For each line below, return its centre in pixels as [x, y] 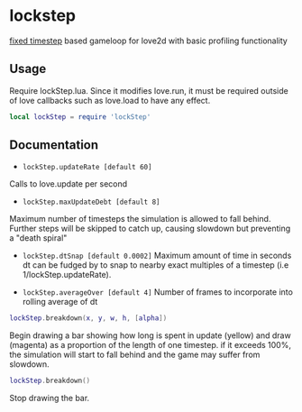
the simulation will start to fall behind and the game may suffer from [135, 355]
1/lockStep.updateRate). [67, 275]
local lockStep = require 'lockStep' [80, 117]
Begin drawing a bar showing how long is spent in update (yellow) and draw [150, 335]
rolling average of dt [60, 302]
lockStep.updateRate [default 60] [87, 168]
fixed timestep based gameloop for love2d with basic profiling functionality [149, 41]
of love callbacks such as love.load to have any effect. [110, 100]
